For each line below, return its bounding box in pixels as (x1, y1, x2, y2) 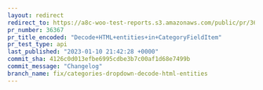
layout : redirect (7, 11, 64, 20)
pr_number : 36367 (7, 26, 64, 34)
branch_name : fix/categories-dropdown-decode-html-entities (7, 70, 209, 77)
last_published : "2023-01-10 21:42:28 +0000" (7, 48, 159, 56)
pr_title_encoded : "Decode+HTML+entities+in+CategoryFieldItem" (7, 33, 222, 41)
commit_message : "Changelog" (7, 63, 103, 70)
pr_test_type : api (7, 41, 68, 49)
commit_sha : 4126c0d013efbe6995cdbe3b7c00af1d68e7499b (7, 56, 191, 63)
